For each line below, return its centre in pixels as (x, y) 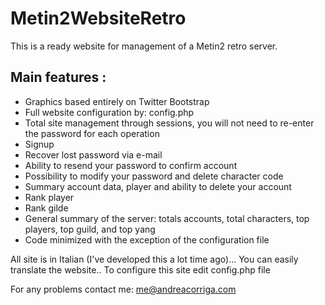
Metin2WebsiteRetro (98, 18)
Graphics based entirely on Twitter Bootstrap (117, 101)
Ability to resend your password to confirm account (131, 165)
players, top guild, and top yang (90, 229)
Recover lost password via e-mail (93, 154)
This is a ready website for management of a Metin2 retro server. (144, 46)
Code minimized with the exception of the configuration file (147, 239)
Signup (39, 144)
